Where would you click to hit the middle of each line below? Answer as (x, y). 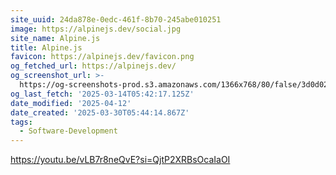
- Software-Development (68, 131)
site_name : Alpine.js (55, 38)
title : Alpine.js (46, 47)
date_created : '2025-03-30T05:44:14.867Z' (100, 112)
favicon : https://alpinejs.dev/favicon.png (102, 57)
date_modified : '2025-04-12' (71, 103)
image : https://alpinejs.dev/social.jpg (96, 29)
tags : (21, 122)
